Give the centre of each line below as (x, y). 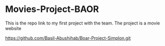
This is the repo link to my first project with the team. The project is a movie (83, 23)
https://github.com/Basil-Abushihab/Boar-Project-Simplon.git (68, 38)
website (13, 28)
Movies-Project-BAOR (52, 9)
